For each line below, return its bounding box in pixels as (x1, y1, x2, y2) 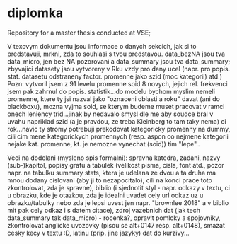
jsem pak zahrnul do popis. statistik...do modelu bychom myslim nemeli (7, 87, 216, 95)
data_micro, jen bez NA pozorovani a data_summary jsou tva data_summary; (7, 57, 231, 65)
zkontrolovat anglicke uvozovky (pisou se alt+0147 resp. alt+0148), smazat (7, 221, 225, 229)
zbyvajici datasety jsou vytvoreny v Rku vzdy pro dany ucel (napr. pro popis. (7, 64, 231, 73)
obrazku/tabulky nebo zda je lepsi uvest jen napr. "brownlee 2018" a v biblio (7, 198, 229, 207)
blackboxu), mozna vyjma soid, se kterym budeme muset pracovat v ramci (7, 102, 225, 110)
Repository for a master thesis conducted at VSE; (7, 28, 151, 37)
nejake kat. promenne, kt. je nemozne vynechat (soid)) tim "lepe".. (7, 139, 200, 148)
